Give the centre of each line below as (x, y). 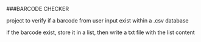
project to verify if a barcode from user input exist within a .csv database (97, 20)
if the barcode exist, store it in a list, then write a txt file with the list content (100, 32)
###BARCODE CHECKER (37, 9)
